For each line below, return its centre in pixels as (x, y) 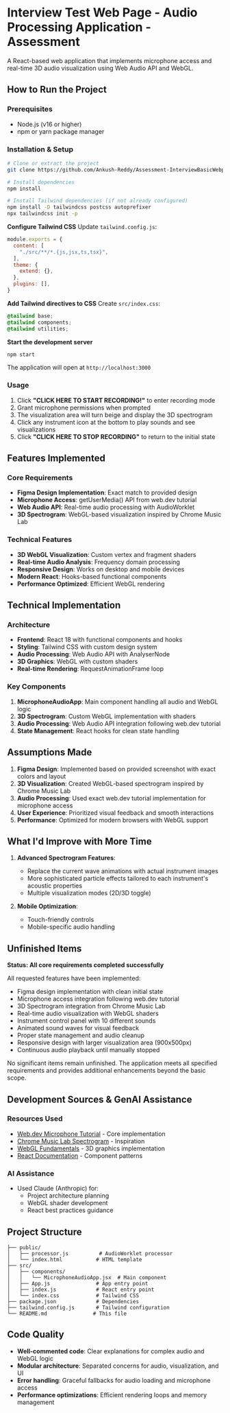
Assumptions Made (50, 752)
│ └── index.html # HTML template (75, 1259)
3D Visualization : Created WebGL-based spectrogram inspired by (110, 783)
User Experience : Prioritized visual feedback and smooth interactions (115, 812)
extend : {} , (36, 271)
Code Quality (36, 1334)
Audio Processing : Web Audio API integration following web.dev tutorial (119, 723)
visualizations (36, 429)
